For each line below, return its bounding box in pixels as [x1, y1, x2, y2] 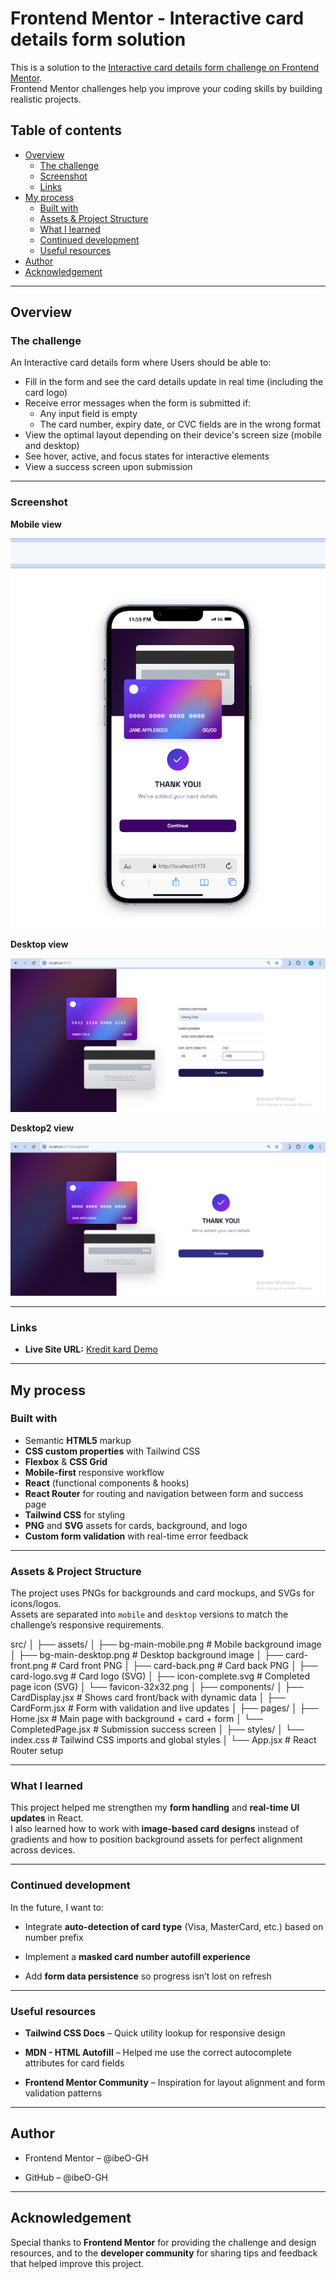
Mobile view [10, 518, 62, 530]
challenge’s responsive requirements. [10, 1619, 165, 1631]
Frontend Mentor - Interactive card [10, 7, 305, 30]
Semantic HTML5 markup [24, 1434, 132, 1446]
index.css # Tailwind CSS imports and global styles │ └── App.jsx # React [10, 1734, 317, 1746]
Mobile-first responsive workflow [24, 1466, 165, 1478]
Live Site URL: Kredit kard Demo [24, 1343, 158, 1356]
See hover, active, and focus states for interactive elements [24, 450, 270, 462]
